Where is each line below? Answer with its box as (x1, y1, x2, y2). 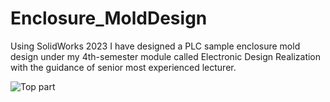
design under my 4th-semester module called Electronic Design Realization (10, 50, 322, 62)
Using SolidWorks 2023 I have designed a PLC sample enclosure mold (10, 40, 301, 52)
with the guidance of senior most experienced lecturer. (10, 61, 237, 73)
